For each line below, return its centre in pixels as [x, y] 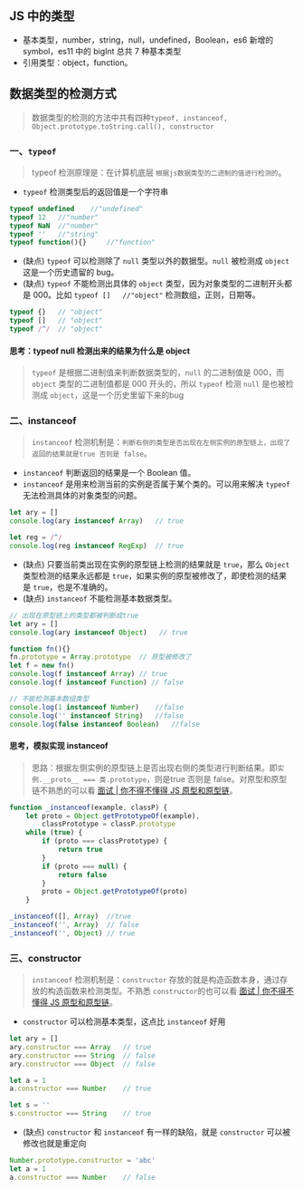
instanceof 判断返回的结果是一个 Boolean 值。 [109, 473]
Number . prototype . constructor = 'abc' [82, 1161]
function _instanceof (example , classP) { [89, 807]
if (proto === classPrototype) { [105, 841]
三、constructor [45, 958]
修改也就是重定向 [54, 1144]
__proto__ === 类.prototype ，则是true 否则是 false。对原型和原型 [165, 778]
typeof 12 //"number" [54, 217]
